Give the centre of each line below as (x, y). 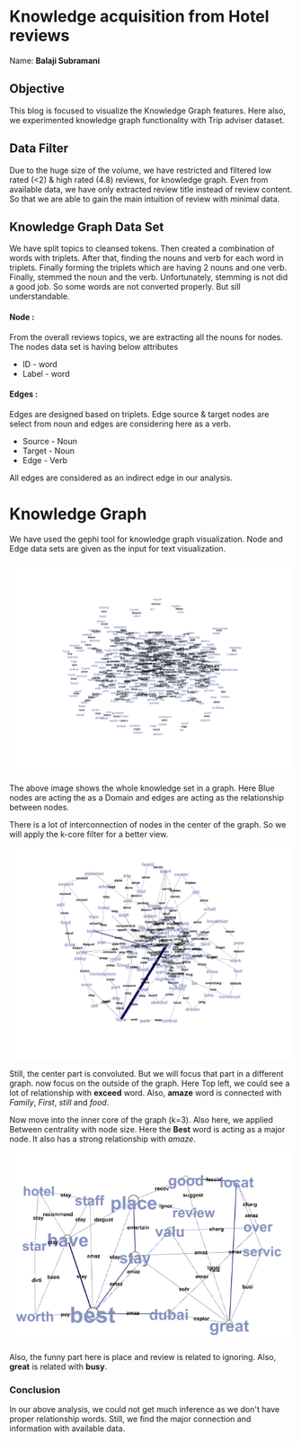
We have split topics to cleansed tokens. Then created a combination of (142, 248)
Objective (37, 89)
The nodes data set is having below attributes (94, 346)
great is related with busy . (58, 1366)
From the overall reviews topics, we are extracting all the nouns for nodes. (146, 337)
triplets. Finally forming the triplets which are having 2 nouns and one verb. (148, 268)
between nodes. (40, 807)
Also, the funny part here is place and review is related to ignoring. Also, (143, 1356)
